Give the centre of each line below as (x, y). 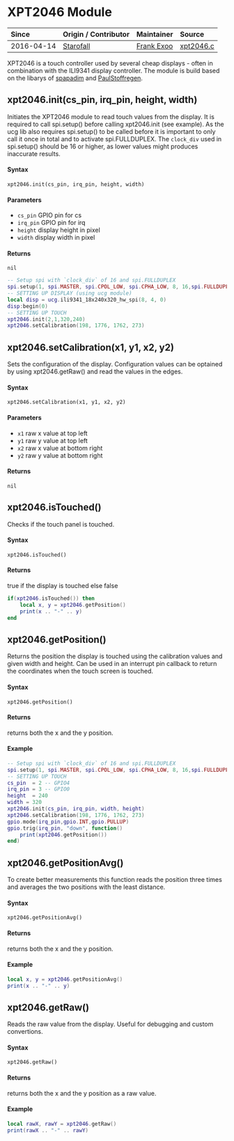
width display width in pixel (56, 238)
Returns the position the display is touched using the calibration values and (115, 656)
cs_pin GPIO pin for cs (49, 215)
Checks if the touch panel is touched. (61, 524)
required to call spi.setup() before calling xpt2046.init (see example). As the (116, 124)
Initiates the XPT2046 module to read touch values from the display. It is (111, 116)
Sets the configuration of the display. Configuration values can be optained (115, 364)
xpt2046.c (197, 46)
